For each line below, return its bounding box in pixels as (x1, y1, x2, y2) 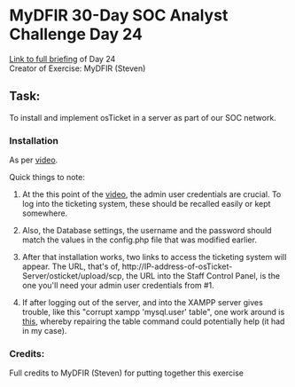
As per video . (9, 154, 58, 165)
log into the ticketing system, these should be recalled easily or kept (21, 199, 271, 209)
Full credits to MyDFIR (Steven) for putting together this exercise (9, 367, 244, 378)
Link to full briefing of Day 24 (9, 53, 116, 64)
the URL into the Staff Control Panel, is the (126, 271, 281, 281)
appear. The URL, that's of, (21, 261, 120, 272)
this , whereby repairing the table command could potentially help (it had (21, 316, 285, 327)
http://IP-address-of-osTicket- (121, 261, 233, 272)
